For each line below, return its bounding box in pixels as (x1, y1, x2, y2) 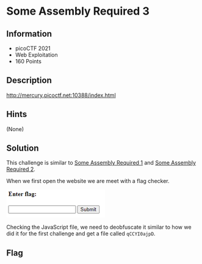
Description (6, 75, 52, 86)
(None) (6, 125, 24, 132)
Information (6, 29, 52, 39)
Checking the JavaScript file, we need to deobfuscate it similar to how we (6, 224, 192, 231)
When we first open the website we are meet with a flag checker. (6, 177, 170, 185)
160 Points (15, 58, 41, 65)
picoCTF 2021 (15, 45, 51, 52)
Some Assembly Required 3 (6, 4, 150, 18)
